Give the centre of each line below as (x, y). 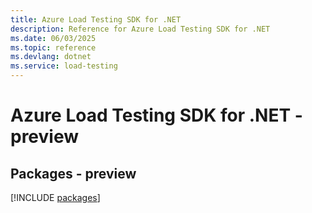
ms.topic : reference (53, 47)
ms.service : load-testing (64, 66)
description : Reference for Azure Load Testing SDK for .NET (140, 29)
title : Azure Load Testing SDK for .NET (96, 19)
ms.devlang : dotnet (51, 57)
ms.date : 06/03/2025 (53, 38)
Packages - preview (73, 173)
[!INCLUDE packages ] (55, 197)
